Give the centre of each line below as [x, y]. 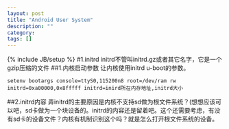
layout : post [26, 13]
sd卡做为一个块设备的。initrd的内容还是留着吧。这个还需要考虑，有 [120, 110]
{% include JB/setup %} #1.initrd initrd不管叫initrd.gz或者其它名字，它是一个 [115, 60]
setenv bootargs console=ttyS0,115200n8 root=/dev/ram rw [92, 81]
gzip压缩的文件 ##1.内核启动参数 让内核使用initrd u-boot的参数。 [98, 68]
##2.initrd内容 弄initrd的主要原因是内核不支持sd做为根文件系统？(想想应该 [111, 102]
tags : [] [20, 39]
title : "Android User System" [50, 20]
